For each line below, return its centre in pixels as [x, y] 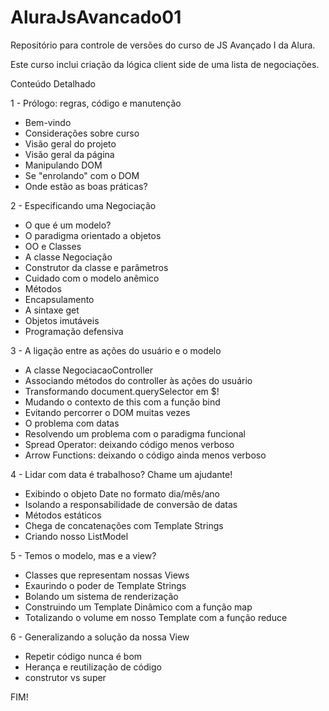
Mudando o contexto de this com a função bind [122, 402]
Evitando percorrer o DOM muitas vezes [107, 412]
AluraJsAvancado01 [96, 17]
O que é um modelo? [68, 225]
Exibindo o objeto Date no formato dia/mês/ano [122, 493]
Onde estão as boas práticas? [86, 186]
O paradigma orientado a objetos [93, 235]
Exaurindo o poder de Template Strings [105, 585]
